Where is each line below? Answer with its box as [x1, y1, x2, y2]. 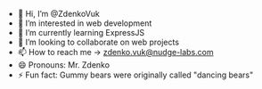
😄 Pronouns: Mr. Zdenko [17, 60, 110, 70]
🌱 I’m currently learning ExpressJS [17, 28, 145, 37]
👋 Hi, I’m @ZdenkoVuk [17, 9, 101, 19]
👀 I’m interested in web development [17, 18, 152, 28]
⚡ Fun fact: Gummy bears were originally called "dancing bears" [17, 69, 254, 80]
